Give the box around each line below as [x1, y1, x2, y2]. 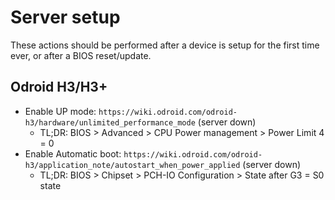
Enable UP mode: [24, 105, 97, 117]
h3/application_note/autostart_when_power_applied [24, 160, 241, 170]
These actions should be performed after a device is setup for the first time [10, 39, 320, 51]
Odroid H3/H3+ [10, 79, 108, 96]
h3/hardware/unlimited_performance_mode [24, 117, 196, 128]
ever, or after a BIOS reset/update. [10, 49, 152, 61]
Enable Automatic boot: [24, 147, 122, 160]
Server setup [10, 6, 121, 29]
